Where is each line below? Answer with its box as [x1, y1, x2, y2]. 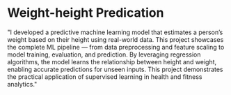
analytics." [7, 80, 38, 88]
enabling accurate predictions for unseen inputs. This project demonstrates [7, 65, 223, 73]
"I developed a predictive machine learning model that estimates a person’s [7, 28, 223, 36]
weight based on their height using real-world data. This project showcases [7, 35, 224, 43]
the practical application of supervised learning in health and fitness [7, 72, 202, 81]
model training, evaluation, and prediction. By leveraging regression [7, 50, 201, 59]
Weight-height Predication [7, 5, 164, 21]
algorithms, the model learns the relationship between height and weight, [7, 57, 217, 66]
